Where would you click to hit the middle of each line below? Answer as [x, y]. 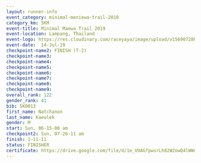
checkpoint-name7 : [29, 78]
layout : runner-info [32, 12]
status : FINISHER [28, 145]
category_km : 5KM [28, 23]
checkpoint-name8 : [29, 84]
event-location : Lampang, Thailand [51, 34]
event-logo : [21, 39]
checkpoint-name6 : [29, 73]
